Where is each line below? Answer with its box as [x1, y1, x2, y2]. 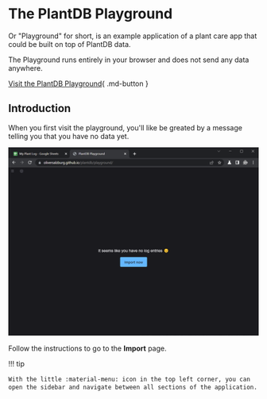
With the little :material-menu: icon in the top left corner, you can [8, 375, 250, 384]
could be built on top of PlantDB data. [8, 39, 131, 48]
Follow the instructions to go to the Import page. [8, 343, 167, 354]
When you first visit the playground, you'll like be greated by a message [8, 122, 242, 132]
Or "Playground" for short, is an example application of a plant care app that [8, 31, 257, 41]
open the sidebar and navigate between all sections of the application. [8, 383, 258, 392]
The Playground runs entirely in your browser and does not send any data [8, 55, 250, 64]
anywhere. [8, 63, 43, 72]
